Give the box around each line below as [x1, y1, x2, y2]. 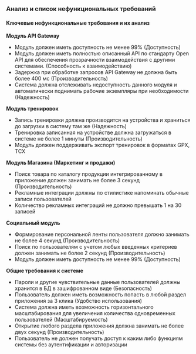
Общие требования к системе [6, 267, 84, 275]
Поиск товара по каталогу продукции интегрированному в [14, 171, 163, 178]
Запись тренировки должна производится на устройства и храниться [14, 116, 191, 123]
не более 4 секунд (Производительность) [14, 237, 120, 244]
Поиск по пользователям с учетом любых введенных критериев [14, 243, 177, 251]
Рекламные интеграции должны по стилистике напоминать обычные [14, 189, 189, 196]
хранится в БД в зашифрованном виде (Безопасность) [14, 285, 153, 292]
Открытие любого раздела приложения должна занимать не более [14, 322, 184, 329]
